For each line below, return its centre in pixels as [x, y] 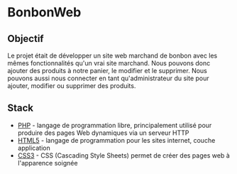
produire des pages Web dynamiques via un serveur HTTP [103, 133]
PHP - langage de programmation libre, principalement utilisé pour [115, 125]
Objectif [26, 39]
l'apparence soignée [48, 163]
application [34, 148]
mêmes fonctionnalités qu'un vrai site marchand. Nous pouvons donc [109, 63]
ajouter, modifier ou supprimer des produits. [72, 86]
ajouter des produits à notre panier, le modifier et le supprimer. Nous [107, 71]
